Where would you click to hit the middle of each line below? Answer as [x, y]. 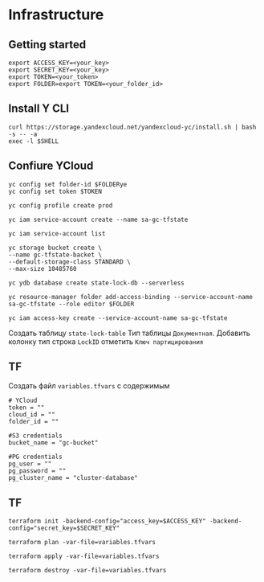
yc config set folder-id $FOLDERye [68, 184]
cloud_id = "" [32, 415]
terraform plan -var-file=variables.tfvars [82, 543]
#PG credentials [35, 457]
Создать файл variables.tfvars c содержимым [89, 386]
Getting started [47, 45]
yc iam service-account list [57, 234]
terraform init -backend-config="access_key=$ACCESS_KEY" [107, 521]
